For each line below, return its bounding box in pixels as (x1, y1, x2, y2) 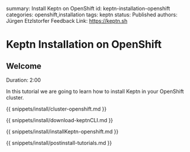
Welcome (6, 61, 42, 71)
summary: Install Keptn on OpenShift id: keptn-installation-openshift (6, 5, 170, 12)
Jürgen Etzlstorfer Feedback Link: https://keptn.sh (6, 18, 128, 24)
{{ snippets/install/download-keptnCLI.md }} (6, 117, 113, 123)
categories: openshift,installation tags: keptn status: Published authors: (6, 11, 178, 18)
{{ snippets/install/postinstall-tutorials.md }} (6, 140, 113, 146)
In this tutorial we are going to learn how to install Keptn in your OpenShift (6, 88, 184, 95)
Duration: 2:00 (6, 77, 41, 84)
